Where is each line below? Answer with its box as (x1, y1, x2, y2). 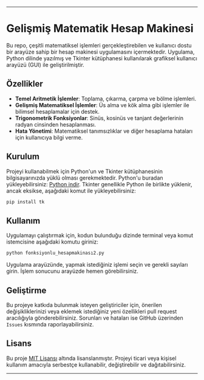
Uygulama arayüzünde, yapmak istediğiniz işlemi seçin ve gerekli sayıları (6, 261, 188, 269)
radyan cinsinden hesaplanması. (15, 121, 96, 128)
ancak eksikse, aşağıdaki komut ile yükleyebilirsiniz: (6, 187, 136, 194)
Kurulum (6, 152, 40, 162)
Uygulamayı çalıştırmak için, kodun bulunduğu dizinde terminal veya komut (6, 232, 194, 239)
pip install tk (6, 199, 45, 205)
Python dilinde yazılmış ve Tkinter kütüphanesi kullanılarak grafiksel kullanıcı (6, 54, 197, 62)
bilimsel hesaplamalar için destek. (15, 108, 100, 115)
